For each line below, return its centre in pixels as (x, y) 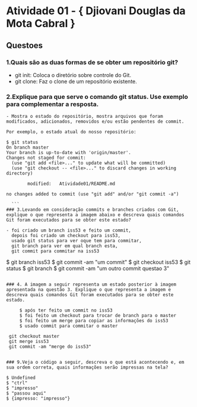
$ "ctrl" (17, 383)
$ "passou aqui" (26, 393)
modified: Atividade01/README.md (72, 184)
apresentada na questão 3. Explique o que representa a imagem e (88, 290)
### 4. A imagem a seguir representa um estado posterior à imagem (91, 285)
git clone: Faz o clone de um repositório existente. (76, 81)
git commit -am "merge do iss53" (50, 347)
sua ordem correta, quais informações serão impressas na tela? (87, 368)
